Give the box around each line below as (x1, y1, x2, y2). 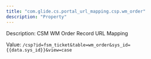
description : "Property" (6, 14, 67, 20)
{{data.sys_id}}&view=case (6, 47, 72, 53)
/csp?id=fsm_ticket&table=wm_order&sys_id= (22, 42, 131, 48)
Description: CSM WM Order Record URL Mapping (6, 30, 128, 36)
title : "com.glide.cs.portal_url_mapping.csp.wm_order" (6, 8, 146, 14)
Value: (6, 41, 22, 48)
